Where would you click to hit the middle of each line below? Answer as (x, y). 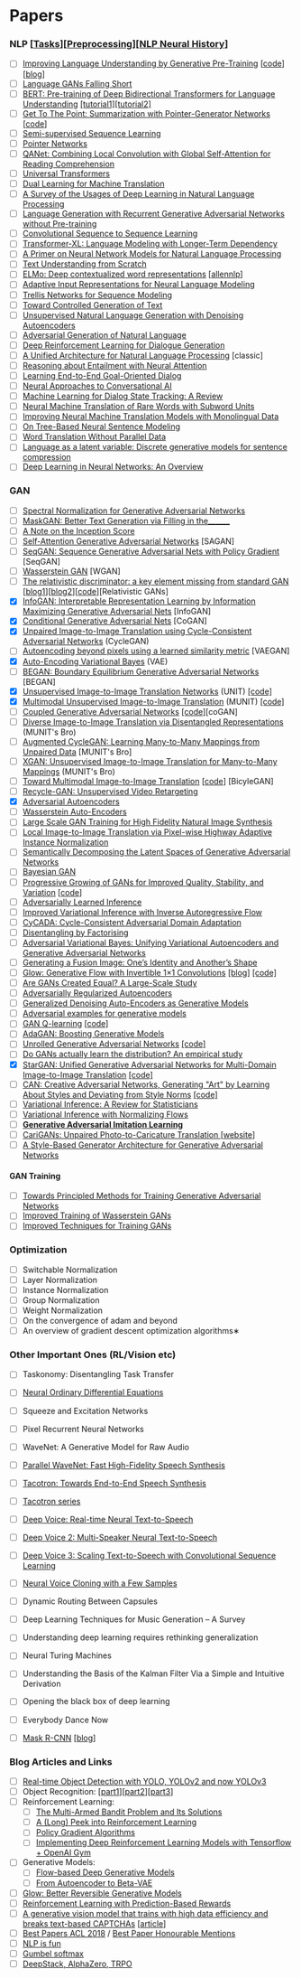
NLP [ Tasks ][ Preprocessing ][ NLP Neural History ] (119, 44)
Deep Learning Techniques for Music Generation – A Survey (134, 1619)
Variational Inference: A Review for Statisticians (110, 1104)
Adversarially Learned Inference (82, 902)
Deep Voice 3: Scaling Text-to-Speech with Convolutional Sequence (149, 1556)
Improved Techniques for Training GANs (97, 1226)
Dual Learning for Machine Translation (93, 183)
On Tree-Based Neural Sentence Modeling (101, 427)
